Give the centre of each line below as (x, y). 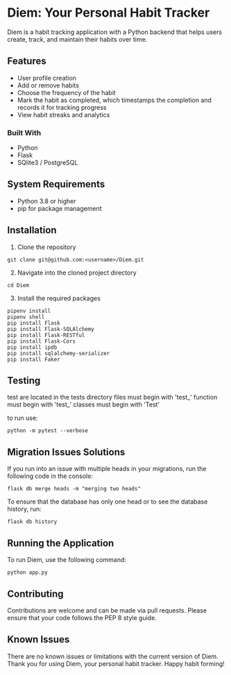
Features (27, 61)
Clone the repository (46, 247)
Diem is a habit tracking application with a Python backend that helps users (115, 32)
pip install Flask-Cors (42, 341)
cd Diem (18, 285)
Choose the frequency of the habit (66, 92)
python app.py (28, 573)
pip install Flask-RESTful (46, 335)
